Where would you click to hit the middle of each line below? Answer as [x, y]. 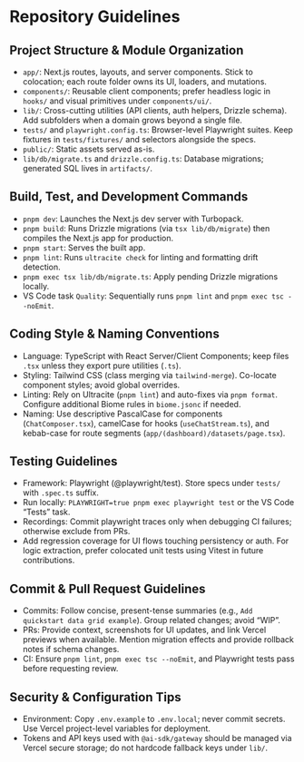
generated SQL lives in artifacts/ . [87, 168]
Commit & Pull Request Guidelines [108, 588]
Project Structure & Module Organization [127, 50]
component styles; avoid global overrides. [101, 385]
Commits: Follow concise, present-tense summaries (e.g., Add [137, 611]
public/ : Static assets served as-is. [88, 149]
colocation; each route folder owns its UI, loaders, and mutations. [145, 82]
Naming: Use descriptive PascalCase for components [123, 414]
